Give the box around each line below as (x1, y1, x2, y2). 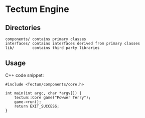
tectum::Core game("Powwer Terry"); (14, 95, 91, 100)
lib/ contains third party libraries (5, 45, 100, 50)
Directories (5, 23, 41, 32)
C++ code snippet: (5, 72, 44, 78)
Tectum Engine (5, 3, 69, 15)
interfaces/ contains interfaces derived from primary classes (5, 41, 140, 46)
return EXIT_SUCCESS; (14, 103, 59, 108)
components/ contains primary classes (5, 36, 86, 41)
